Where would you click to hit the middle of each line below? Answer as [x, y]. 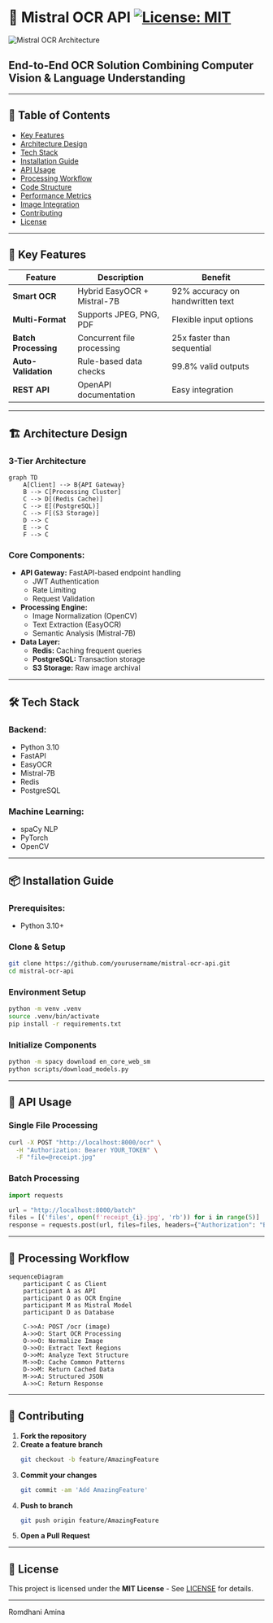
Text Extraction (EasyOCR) [77, 625]
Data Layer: [40, 642]
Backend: [28, 729]
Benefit [216, 278]
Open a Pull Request [55, 1536]
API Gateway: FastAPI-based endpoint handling [100, 573]
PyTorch [34, 838]
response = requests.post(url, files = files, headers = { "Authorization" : [132, 1225]
